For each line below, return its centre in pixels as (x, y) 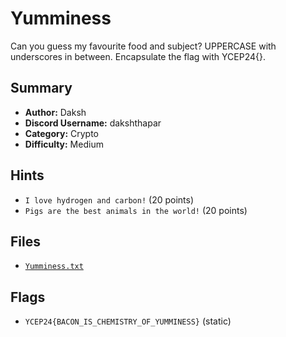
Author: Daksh (55, 112)
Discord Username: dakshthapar (93, 123)
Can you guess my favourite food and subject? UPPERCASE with (143, 46)
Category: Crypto (62, 133)
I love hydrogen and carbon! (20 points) (109, 199)
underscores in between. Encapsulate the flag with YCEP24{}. (138, 56)
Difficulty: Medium (64, 144)
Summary (41, 88)
